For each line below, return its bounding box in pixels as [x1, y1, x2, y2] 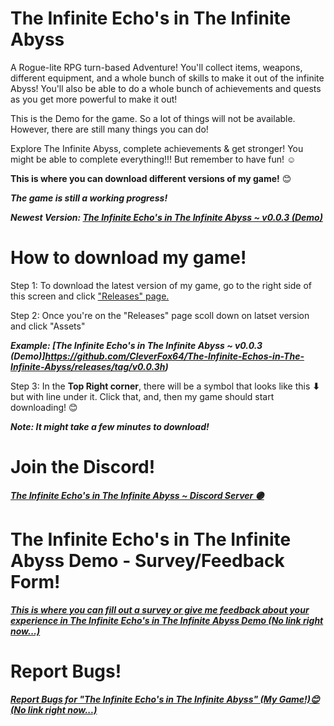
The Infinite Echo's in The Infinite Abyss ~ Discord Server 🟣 [10, 489, 265, 501]
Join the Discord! [10, 456, 156, 479]
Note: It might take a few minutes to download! [10, 420, 210, 432]
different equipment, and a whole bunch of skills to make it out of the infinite [10, 72, 325, 84]
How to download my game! [10, 247, 247, 269]
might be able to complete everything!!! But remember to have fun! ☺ [10, 153, 297, 165]
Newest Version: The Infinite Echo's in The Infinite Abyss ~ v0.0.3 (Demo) [10, 211, 323, 223]
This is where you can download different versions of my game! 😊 [10, 172, 292, 184]
